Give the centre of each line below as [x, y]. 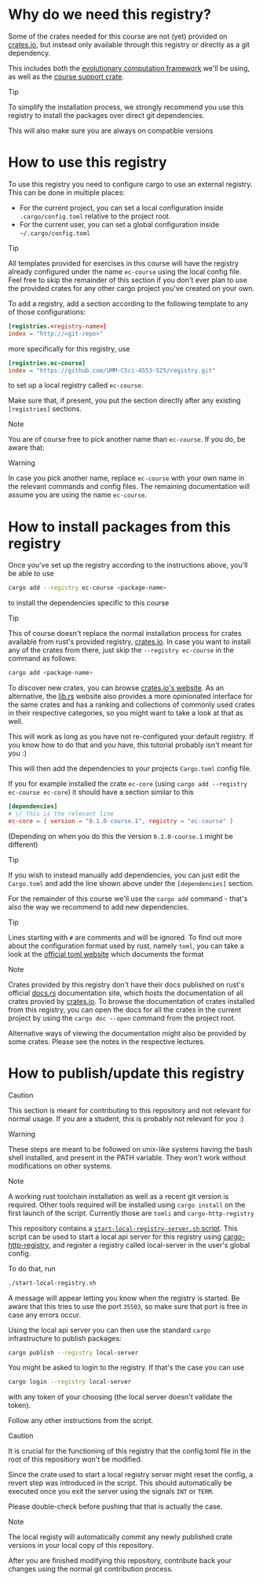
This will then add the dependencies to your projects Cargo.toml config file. [130, 769]
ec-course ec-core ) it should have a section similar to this [101, 792]
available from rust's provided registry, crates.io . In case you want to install [130, 642]
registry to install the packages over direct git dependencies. [106, 115]
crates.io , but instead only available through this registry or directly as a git [129, 44]
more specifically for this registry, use [69, 348]
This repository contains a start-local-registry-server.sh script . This [123, 1228]
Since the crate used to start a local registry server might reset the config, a [131, 1475]
